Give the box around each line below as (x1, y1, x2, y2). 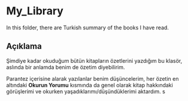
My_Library (6, 4, 64, 18)
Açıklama (6, 41, 42, 51)
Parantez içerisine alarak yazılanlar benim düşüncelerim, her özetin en (6, 75, 179, 82)
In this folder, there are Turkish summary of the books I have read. (6, 24, 169, 31)
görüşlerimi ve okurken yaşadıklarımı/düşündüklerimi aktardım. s (6, 88, 166, 95)
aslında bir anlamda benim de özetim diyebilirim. (6, 63, 125, 71)
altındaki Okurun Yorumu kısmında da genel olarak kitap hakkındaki (6, 81, 174, 88)
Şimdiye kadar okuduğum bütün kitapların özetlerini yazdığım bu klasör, (6, 57, 183, 64)
